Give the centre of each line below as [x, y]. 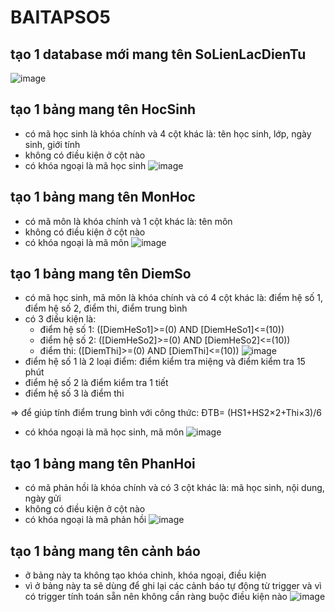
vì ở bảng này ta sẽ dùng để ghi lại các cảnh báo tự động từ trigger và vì [173, 586]
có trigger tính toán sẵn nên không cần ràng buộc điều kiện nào [156, 597]
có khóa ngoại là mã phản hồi [85, 520]
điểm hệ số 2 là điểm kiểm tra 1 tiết [96, 383]
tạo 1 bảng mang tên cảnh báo [105, 551]
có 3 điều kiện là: [60, 319]
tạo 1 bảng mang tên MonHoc [103, 197]
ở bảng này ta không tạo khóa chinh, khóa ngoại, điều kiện [145, 575]
